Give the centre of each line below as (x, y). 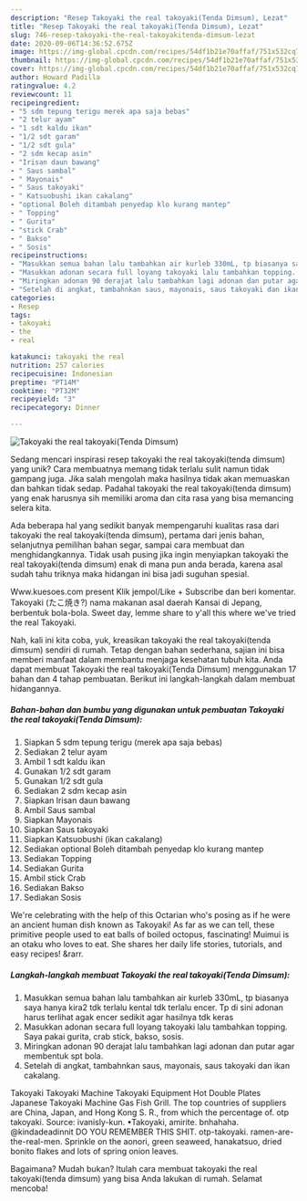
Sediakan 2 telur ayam (66, 752)
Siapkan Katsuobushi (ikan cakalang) (93, 839)
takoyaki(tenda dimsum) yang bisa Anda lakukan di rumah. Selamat (137, 1178)
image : (23, 52)
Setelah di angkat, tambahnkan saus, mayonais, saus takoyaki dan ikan (157, 1065)
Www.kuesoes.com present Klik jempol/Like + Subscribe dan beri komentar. (153, 591)
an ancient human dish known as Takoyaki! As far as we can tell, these (143, 924)
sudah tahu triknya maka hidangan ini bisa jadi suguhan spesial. (130, 574)
